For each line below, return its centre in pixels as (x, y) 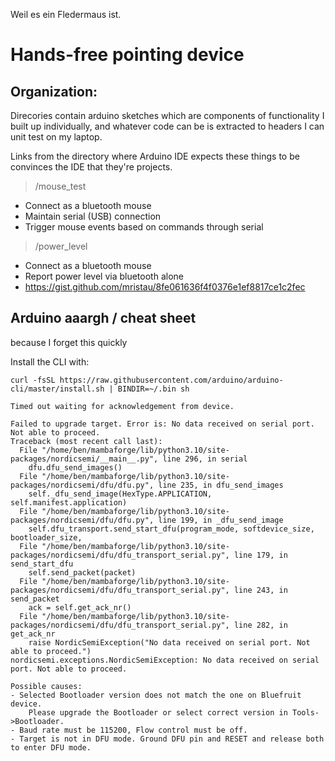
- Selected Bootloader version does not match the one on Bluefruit (156, 695)
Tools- (306, 712)
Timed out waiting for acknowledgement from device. (122, 406)
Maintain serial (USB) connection (93, 216)
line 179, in (260, 555)
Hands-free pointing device (127, 55)
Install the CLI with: (50, 361)
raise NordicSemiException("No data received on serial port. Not (169, 642)
